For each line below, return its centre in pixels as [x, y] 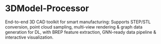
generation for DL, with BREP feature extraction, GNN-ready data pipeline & [81, 32]
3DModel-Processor [47, 8]
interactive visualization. [29, 37]
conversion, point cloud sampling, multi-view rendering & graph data [74, 27]
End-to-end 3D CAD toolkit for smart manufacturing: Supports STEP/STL [78, 22]
